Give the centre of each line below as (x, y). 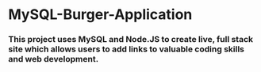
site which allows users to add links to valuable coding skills (126, 49)
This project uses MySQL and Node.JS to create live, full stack (131, 40)
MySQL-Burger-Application (100, 15)
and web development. (54, 59)
